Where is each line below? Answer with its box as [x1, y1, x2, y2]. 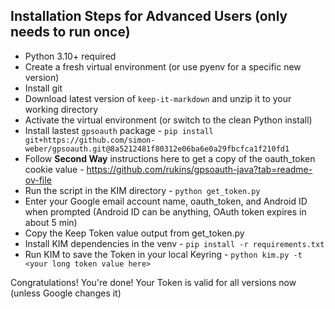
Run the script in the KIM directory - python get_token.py [24, 184, 261, 196]
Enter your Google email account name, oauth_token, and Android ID [24, 195, 308, 207]
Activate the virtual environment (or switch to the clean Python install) [24, 114, 313, 126]
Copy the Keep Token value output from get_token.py [24, 227, 245, 239]
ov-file [24, 174, 52, 186]
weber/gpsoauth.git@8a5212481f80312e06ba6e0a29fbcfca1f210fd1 [24, 144, 290, 154]
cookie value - [24, 163, 85, 175]
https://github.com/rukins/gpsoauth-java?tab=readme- [86, 163, 313, 175]
